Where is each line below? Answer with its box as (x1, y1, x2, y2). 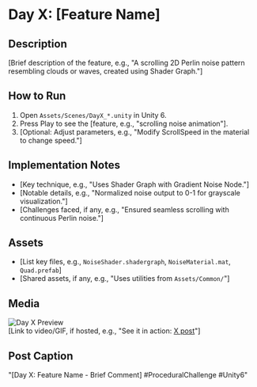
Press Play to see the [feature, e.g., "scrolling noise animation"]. (19, 119, 229, 128)
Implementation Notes (8, 158, 121, 172)
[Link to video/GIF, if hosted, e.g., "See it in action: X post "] (8, 326, 201, 336)
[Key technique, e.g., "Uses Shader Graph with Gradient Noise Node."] (19, 180, 250, 189)
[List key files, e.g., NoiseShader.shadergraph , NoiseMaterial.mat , (19, 257, 231, 267)
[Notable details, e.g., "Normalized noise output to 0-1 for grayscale (19, 188, 241, 197)
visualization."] (19, 196, 69, 206)
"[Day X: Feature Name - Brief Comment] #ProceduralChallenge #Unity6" (8, 370, 248, 380)
